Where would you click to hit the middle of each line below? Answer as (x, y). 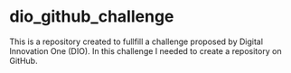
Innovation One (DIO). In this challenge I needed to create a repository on (145, 50)
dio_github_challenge (92, 17)
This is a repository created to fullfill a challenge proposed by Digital (136, 41)
